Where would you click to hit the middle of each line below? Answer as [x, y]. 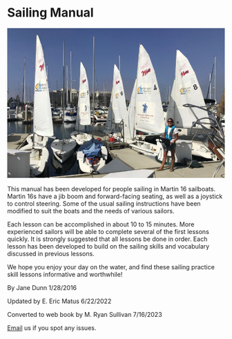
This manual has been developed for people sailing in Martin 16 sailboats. [112, 189]
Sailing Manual [51, 13]
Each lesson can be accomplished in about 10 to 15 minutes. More [101, 224]
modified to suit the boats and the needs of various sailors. [91, 211]
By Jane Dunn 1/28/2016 [42, 288]
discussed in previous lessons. [51, 254]
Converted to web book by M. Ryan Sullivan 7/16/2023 [85, 315]
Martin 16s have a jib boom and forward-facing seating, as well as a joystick [115, 196]
